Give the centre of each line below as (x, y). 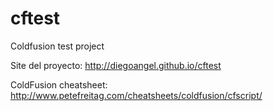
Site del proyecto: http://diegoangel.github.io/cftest (116, 65)
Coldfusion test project (57, 46)
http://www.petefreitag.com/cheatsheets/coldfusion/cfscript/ (136, 95)
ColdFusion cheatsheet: (59, 84)
